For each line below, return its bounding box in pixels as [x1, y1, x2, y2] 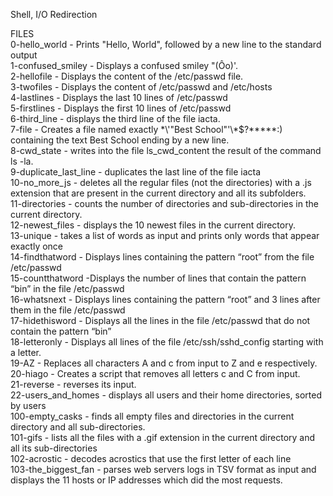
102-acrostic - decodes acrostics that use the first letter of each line [10, 453, 292, 464]
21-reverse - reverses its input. [10, 379, 137, 390]
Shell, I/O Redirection [10, 9, 98, 20]
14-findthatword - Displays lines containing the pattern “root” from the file [10, 251, 315, 263]
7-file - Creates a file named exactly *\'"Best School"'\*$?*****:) [10, 124, 283, 135]
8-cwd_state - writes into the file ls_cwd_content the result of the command [10, 145, 322, 156]
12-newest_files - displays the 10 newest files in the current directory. [10, 219, 296, 231]
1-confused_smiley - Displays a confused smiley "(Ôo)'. [10, 60, 238, 71]
